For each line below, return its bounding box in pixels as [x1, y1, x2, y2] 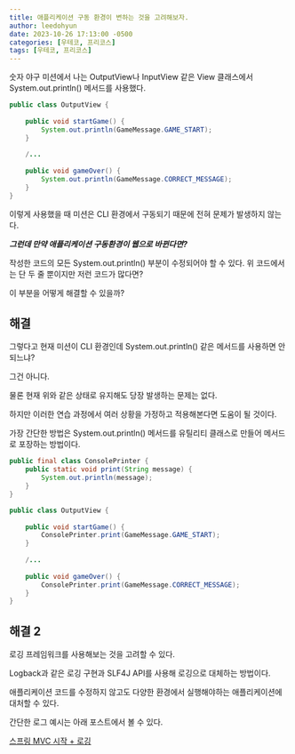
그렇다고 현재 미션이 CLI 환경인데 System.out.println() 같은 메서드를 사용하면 [9, 341, 277, 352]
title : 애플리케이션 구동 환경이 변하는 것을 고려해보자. [9, 12, 189, 22]
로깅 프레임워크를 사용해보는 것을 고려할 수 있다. [9, 649, 176, 660]
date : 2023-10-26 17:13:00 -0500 [9, 29, 133, 38]
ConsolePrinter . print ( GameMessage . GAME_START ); [41, 531, 220, 540]
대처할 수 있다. [9, 698, 60, 709]
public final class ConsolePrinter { [9, 457, 149, 466]
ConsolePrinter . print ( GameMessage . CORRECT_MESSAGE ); [41, 580, 241, 590]
